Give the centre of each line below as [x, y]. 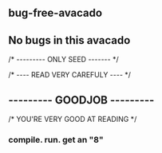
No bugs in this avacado [69, 40]
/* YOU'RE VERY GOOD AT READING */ [73, 120]
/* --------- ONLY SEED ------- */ [63, 60]
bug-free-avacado [55, 13]
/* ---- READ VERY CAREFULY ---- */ [70, 75]
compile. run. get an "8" [56, 139]
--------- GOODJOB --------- [81, 100]
